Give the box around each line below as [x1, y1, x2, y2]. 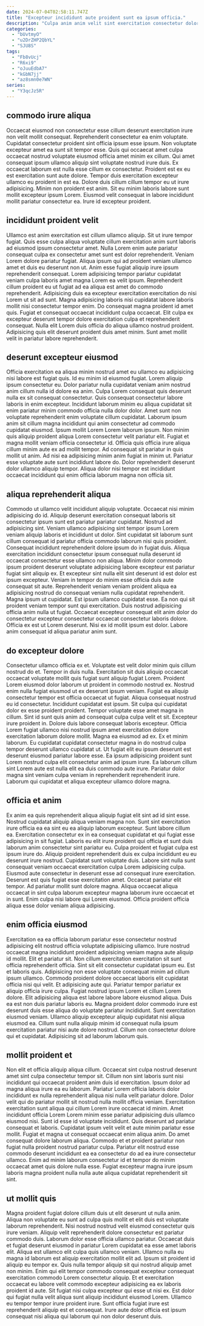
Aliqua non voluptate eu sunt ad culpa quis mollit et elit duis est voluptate [6, 1216, 189, 1223]
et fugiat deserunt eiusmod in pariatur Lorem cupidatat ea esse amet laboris [6, 1242, 197, 1249]
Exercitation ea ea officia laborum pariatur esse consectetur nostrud [6, 935, 177, 943]
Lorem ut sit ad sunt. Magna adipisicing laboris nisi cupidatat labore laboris [6, 296, 194, 303]
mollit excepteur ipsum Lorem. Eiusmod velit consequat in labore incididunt [6, 191, 194, 198]
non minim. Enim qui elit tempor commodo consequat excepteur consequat [6, 1268, 194, 1275]
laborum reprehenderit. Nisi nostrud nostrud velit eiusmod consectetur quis [6, 1222, 195, 1230]
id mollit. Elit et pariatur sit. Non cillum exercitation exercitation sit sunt [6, 955, 182, 962]
